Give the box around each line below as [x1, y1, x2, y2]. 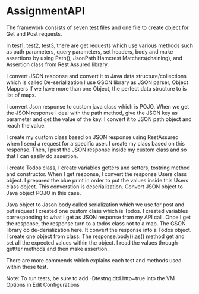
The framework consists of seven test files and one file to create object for [6, 24, 189, 31]
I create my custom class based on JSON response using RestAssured [6, 133, 179, 141]
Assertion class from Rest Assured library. [6, 61, 109, 68]
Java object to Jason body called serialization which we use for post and [6, 201, 185, 208]
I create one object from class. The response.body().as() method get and [6, 233, 185, 240]
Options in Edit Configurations [6, 281, 80, 288]
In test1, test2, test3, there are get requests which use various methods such [6, 42, 194, 49]
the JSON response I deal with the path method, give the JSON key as [6, 109, 178, 116]
